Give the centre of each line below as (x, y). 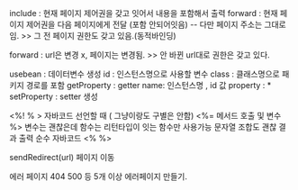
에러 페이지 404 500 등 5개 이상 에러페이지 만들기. (98, 176)
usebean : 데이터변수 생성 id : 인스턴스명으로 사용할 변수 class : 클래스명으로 (145, 74)
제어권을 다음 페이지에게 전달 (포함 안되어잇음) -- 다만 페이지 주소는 (144, 24)
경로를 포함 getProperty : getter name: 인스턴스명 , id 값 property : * (149, 85)
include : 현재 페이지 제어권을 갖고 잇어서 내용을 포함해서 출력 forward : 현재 (144, 13)
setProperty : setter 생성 (54, 96)
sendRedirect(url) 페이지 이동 (62, 157)
